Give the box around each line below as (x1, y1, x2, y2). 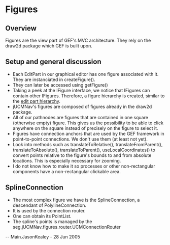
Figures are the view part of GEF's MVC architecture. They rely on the (5, 37, 151, 43)
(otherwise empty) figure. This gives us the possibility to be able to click (12, 120, 164, 126)
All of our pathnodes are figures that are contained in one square (12, 114, 149, 120)
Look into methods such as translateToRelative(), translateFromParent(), (12, 141, 163, 147)
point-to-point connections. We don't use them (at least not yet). (12, 136, 148, 142)
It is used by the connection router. (12, 207, 86, 213)
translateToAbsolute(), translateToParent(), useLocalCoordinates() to (12, 147, 156, 153)
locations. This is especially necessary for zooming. (12, 157, 121, 164)
